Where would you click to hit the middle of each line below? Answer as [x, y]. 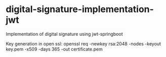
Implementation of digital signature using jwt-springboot [64, 34]
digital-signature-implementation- [80, 9]
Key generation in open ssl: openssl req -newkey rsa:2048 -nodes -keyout [84, 43]
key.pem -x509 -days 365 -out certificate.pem [54, 49]
